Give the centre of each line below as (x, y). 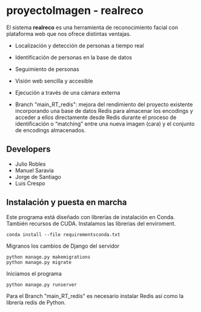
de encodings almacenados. (50, 130)
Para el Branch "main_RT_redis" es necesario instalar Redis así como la (95, 296)
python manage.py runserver (42, 285)
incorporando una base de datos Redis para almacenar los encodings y (104, 110)
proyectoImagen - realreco (75, 11)
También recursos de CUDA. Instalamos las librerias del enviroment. (91, 223)
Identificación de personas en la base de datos (73, 57)
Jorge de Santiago (38, 177)
